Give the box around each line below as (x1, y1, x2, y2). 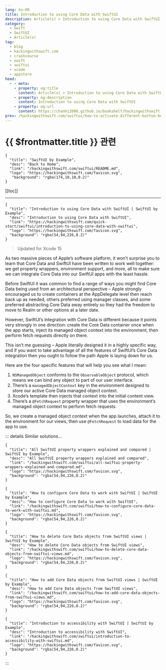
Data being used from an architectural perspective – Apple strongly (5, 286, 142, 292)
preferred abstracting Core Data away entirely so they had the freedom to (5, 301, 155, 308)
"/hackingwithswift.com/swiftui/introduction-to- (27, 634, 132, 639)
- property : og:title (14, 85, 58, 91)
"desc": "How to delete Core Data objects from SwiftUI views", (9, 542, 145, 547)
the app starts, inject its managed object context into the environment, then (5, 327, 159, 333)
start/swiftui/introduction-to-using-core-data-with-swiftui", (5, 224, 138, 229)
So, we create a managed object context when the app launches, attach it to (5, 413, 161, 419)
